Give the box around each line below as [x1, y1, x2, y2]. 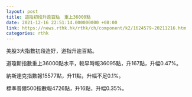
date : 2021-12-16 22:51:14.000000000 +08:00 [6, 19, 118, 25]
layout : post [6, 8, 38, 15]
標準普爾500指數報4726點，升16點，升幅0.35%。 [6, 85, 128, 92]
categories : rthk [6, 31, 49, 36]
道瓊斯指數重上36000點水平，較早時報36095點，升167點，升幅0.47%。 [6, 60, 182, 67]
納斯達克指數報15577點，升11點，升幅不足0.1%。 [6, 72, 124, 79]
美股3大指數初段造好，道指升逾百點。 [6, 48, 97, 55]
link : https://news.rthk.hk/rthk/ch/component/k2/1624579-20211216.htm [6, 25, 186, 31]
